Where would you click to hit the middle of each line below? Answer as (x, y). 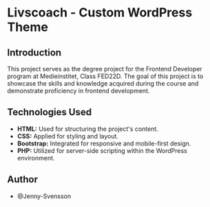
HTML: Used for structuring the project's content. (87, 129)
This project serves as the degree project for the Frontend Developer (105, 69)
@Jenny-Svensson (44, 196)
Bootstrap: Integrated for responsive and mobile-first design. (104, 143)
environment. (36, 158)
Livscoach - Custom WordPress (100, 13)
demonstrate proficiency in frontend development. (78, 91)
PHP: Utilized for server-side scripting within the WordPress (102, 150)
